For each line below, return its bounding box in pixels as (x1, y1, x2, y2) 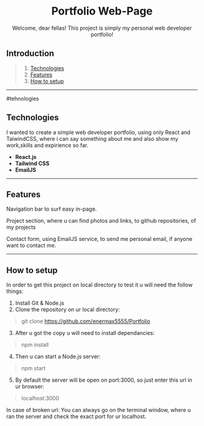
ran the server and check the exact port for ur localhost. (6, 413, 147, 420)
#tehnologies (6, 95, 39, 102)
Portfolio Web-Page (51, 4, 153, 18)
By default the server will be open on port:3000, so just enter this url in (15, 376, 192, 384)
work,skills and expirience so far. (6, 141, 89, 149)
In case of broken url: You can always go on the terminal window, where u (6, 407, 191, 414)
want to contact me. (6, 242, 56, 249)
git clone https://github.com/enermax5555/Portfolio (21, 317, 151, 325)
